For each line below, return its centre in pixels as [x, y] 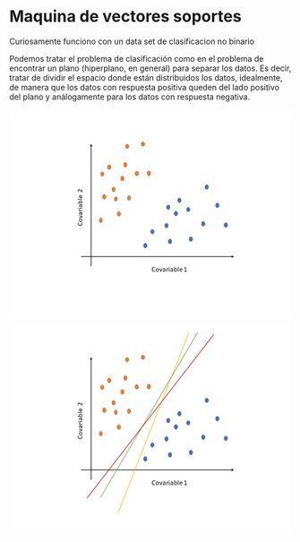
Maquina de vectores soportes [125, 17]
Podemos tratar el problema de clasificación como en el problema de [137, 58]
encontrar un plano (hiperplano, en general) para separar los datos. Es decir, [150, 68]
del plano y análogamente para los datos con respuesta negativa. [130, 97]
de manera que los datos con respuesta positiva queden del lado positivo [145, 87]
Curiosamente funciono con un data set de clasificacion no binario [132, 41]
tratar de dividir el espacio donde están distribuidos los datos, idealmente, [146, 77]
